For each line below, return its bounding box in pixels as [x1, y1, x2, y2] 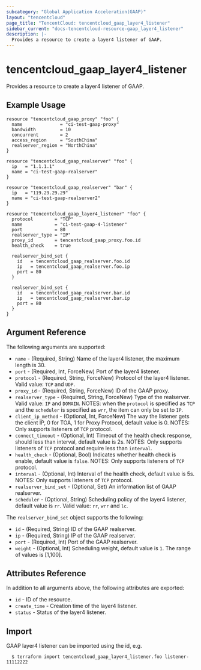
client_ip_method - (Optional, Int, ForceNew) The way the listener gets [14, 412, 190, 420]
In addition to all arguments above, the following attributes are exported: [6, 585, 185, 592]
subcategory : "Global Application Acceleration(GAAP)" [6, 8, 146, 15]
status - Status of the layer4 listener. [14, 609, 106, 616]
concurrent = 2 [11, 132, 68, 138]
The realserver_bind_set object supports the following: [6, 513, 144, 521]
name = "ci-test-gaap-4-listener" [11, 221, 128, 228]
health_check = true [11, 242, 71, 249]
